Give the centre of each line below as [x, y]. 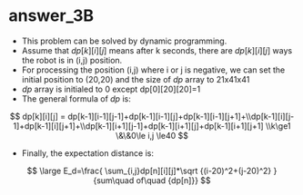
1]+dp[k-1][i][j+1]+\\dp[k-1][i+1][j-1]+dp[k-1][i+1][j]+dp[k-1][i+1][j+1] [138, 126]
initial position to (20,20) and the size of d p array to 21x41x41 [136, 79]
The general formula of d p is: [76, 98]
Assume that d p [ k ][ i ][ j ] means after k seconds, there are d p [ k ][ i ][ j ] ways [157, 50]
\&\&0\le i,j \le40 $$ [152, 135]
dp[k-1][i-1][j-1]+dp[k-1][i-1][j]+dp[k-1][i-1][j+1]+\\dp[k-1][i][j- [181, 116]
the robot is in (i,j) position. [72, 60]
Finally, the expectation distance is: [87, 153]
